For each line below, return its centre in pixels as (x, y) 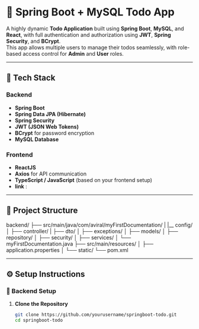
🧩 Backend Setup (31, 291)
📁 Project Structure (42, 211)
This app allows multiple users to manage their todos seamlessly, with (92, 47)
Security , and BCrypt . (33, 41)
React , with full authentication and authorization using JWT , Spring (89, 34)
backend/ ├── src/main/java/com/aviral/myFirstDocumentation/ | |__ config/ (99, 225)
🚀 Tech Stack (31, 78)
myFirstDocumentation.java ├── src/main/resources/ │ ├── (80, 244)
